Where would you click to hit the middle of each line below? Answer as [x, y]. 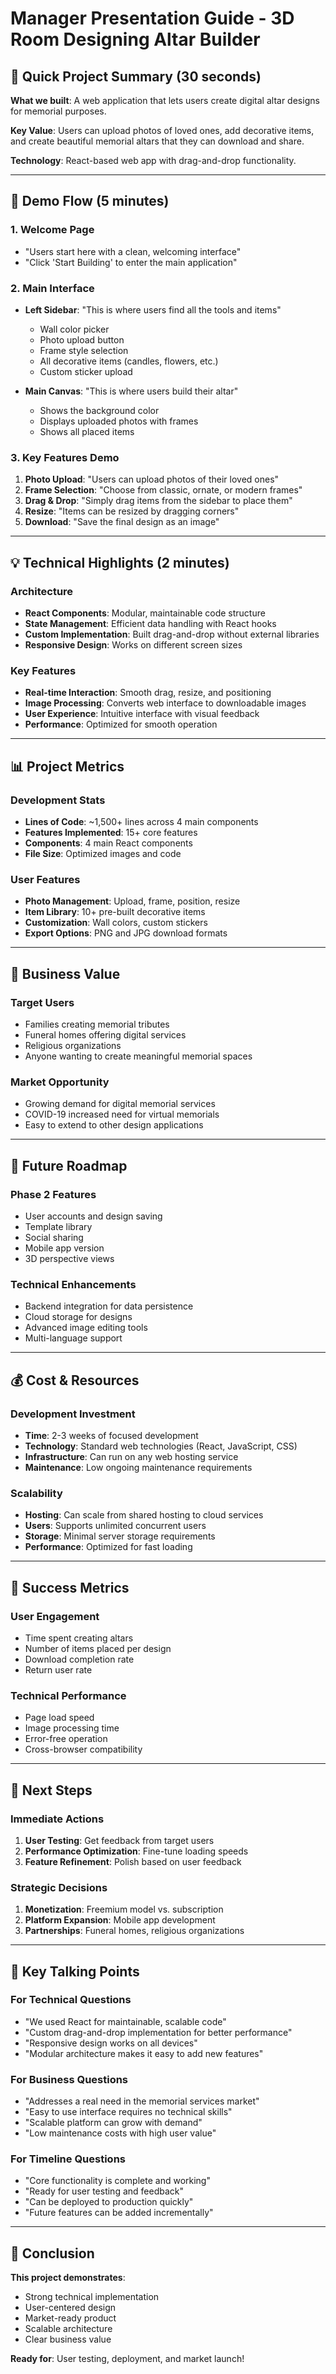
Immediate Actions [57, 1819]
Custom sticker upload [86, 371]
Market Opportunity [60, 1082]
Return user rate [58, 1669]
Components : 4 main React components [108, 843]
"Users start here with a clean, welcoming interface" [133, 251]
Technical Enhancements [73, 1284]
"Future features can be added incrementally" [119, 2213]
